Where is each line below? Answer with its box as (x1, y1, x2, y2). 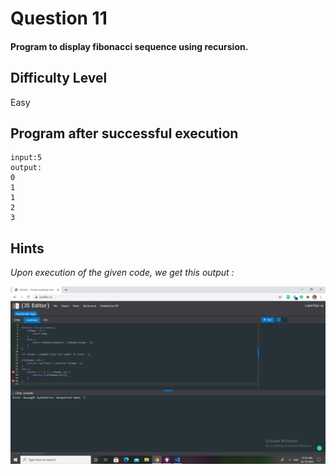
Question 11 (10, 7, 108, 30)
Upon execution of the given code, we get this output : (10, 267, 235, 279)
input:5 (10, 153, 43, 163)
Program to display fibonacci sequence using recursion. (10, 40, 249, 52)
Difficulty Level (10, 70, 108, 87)
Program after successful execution (10, 125, 239, 142)
